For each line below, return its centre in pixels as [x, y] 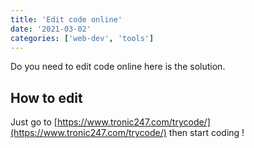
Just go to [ [34, 122]
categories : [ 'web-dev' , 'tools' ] [82, 38]
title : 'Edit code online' [66, 19]
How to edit [46, 97]
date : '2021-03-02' [51, 29]
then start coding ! [206, 133]
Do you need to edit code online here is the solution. [118, 67]
